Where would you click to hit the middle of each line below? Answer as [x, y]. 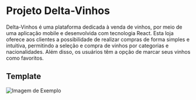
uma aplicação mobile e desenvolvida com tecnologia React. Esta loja [90, 33]
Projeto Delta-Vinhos [58, 11]
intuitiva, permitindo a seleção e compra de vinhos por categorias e [87, 46]
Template [24, 76]
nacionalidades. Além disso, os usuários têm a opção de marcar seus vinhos [98, 51]
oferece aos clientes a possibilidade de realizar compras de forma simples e [98, 39]
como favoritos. [25, 58]
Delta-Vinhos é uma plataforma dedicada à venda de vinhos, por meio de [94, 27]
